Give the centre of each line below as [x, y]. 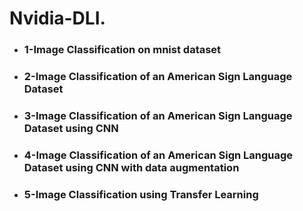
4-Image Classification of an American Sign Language [158, 155]
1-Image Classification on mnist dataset [122, 50]
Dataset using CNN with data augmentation [131, 167]
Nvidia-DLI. [57, 18]
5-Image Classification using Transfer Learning [141, 194]
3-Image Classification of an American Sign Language [158, 115]
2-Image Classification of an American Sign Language [158, 77]
